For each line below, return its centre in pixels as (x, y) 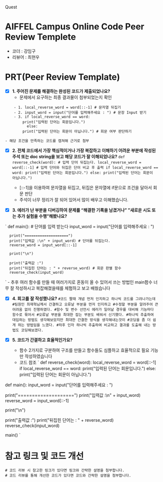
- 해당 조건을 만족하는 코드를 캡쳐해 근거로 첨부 (47, 141)
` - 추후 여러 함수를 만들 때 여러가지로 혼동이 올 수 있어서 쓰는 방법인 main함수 (79, 282)
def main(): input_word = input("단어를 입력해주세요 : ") (59, 385)
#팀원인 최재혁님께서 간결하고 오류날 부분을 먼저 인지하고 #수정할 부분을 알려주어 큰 (85, 304)
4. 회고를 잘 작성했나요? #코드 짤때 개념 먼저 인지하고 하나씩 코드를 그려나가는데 (84, 299)
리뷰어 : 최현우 (26, 57)
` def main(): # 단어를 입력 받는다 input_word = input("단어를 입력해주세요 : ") (80, 227)
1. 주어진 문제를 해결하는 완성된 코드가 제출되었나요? (61, 91)
